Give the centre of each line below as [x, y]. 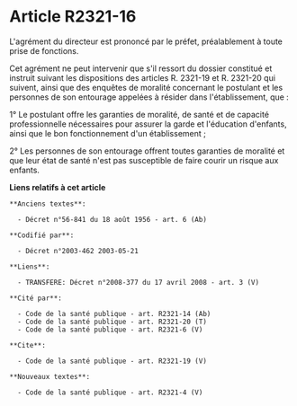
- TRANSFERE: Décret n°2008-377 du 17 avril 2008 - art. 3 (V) [138, 282]
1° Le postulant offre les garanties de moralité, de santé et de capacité [139, 114]
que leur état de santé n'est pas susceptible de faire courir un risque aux [144, 160]
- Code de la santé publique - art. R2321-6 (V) [110, 330]
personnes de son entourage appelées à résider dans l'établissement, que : [149, 97]
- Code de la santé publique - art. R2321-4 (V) [110, 393]
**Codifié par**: [42, 235]
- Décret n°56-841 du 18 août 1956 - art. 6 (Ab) [112, 219]
